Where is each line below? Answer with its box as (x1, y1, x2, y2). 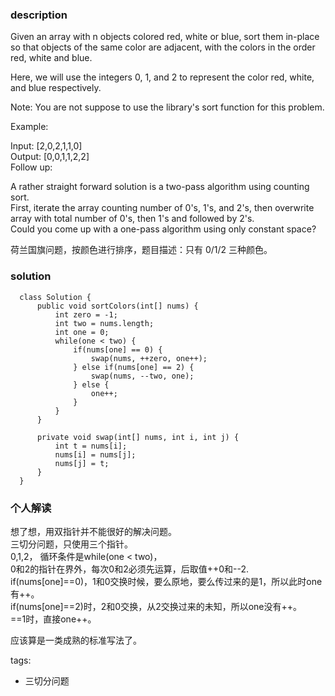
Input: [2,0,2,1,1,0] (10, 140, 83, 152)
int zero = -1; (54, 309, 118, 320)
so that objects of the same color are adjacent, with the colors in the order (10, 41, 316, 53)
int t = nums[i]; (54, 441, 128, 451)
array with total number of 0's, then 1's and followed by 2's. (10, 213, 255, 225)
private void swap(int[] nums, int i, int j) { (36, 432, 240, 442)
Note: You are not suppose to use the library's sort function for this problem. (10, 101, 325, 113)
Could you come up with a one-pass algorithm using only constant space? (10, 223, 317, 235)
